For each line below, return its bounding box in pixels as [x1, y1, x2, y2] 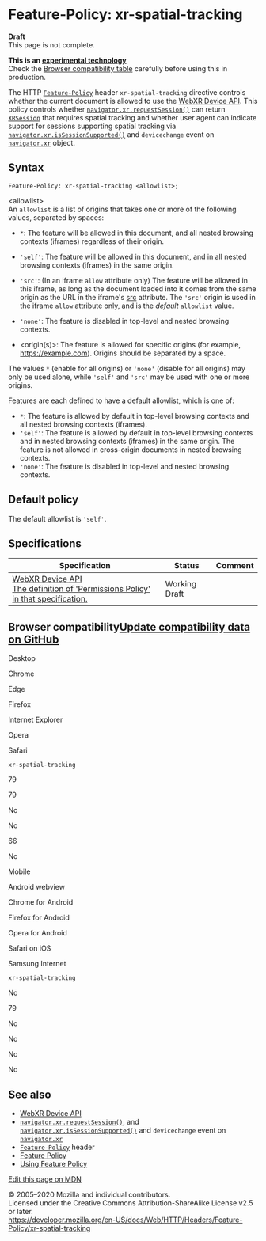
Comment [215, 560, 254, 571]
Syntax [8, 161, 44, 175]
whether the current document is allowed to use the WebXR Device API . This [8, 96, 258, 105]
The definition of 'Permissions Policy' [12, 583, 150, 594]
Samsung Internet [8, 959, 66, 969]
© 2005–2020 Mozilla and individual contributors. [8, 1190, 171, 1199]
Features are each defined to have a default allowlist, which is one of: [8, 396, 235, 405]
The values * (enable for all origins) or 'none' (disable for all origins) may [8, 363, 245, 373]
